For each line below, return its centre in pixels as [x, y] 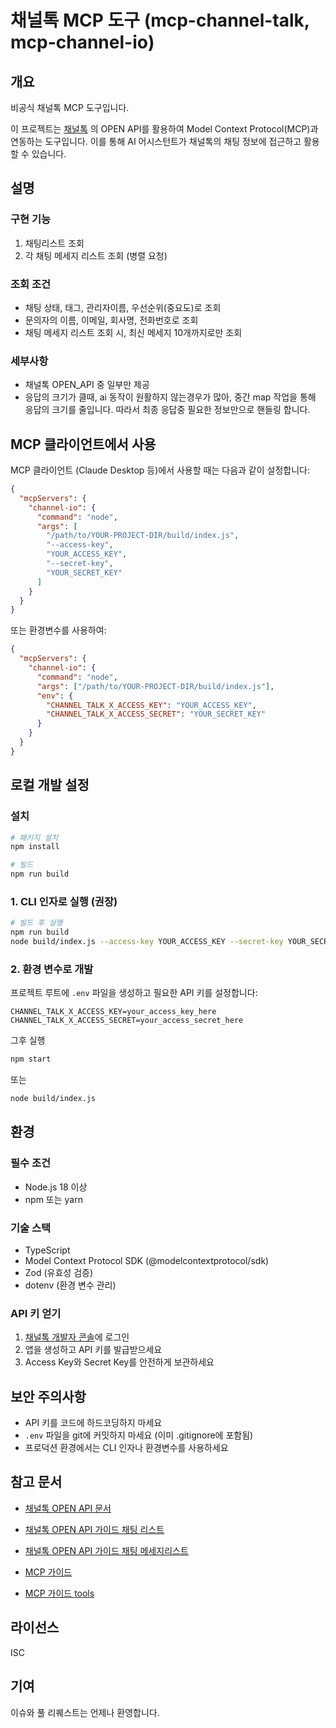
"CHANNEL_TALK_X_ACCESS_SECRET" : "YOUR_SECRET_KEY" [156, 714]
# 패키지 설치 [34, 837]
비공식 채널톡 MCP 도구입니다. [70, 107]
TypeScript [47, 1250]
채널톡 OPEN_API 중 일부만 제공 [87, 385]
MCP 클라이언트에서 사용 [83, 444]
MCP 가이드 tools [59, 1593]
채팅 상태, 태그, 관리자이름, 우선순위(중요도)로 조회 [123, 307]
